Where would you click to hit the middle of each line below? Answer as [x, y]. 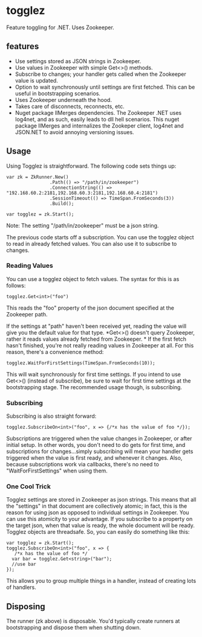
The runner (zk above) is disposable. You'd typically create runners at [93, 621]
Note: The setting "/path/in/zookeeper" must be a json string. [83, 225]
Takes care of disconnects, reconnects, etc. [70, 106]
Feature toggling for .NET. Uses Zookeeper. [60, 27]
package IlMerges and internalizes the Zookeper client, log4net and [99, 126]
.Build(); [62, 203]
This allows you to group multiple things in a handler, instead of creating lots [101, 581]
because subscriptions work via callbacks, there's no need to [83, 465]
